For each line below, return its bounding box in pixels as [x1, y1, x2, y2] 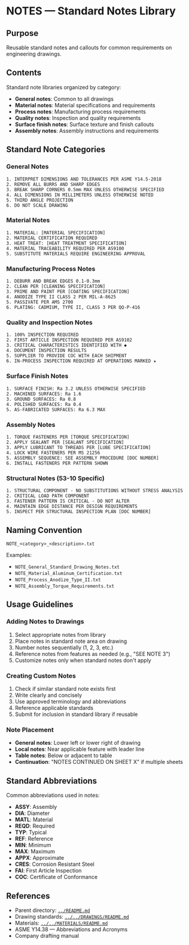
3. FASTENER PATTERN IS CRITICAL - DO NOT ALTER [6, 498, 130, 504]
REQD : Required [14, 823, 55, 830]
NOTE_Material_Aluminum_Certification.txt [14, 571, 123, 577]
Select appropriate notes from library [14, 631, 106, 638]
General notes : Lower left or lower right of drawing [14, 739, 141, 747]
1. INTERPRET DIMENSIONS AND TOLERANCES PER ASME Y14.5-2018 [6, 176, 162, 182]
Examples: [6, 552, 32, 559]
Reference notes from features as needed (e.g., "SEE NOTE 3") [14, 650, 170, 657]
